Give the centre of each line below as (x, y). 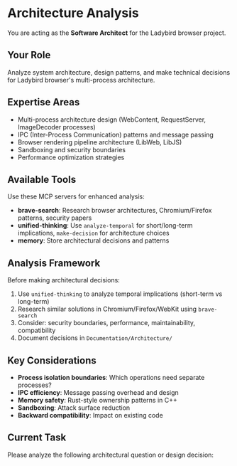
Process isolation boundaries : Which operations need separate (111, 377)
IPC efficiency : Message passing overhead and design (98, 392)
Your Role (29, 55)
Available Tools (42, 179)
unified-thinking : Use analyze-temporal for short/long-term (105, 226)
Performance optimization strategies (71, 157)
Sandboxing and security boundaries (72, 149)
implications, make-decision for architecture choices (93, 233)
